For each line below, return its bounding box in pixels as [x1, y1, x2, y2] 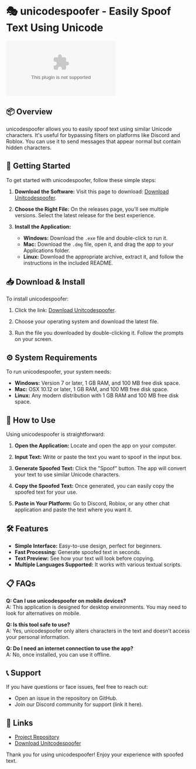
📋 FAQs [6, 579, 36, 589]
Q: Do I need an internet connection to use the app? [6, 645, 133, 652]
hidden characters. [6, 144, 51, 151]
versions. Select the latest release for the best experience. [14, 211, 156, 218]
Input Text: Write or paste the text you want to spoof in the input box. [14, 453, 183, 460]
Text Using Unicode [6, 21, 104, 35]
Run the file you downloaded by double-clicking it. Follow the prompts [14, 329, 184, 337]
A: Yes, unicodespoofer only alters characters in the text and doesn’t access [6, 627, 190, 634]
